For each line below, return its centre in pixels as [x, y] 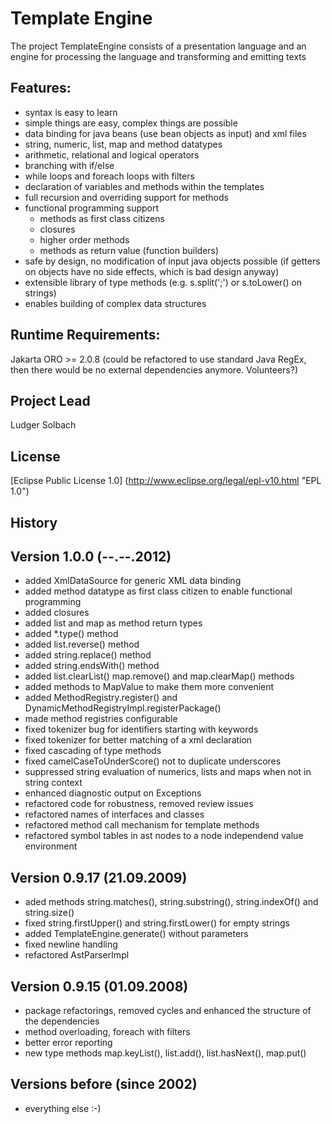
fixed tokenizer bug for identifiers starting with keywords [141, 729]
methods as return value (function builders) [129, 250]
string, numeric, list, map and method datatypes [123, 144]
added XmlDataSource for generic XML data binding [133, 581]
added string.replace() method [88, 655]
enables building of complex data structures [115, 303]
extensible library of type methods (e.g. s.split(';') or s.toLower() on [163, 282]
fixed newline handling [71, 944]
